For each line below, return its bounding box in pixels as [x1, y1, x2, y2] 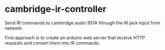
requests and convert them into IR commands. [5, 40, 100, 46]
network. [5, 25, 24, 31]
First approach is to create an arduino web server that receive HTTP [5, 35, 145, 41]
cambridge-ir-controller [5, 3, 106, 15]
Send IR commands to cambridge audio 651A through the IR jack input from [5, 20, 160, 26]
